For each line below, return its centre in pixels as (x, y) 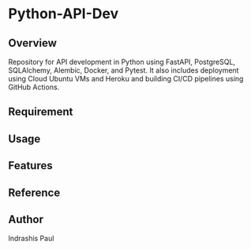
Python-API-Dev (64, 14)
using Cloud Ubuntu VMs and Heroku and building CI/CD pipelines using (126, 79)
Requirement (41, 112)
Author (26, 219)
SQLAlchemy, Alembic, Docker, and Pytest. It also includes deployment (124, 70)
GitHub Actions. (34, 87)
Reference (34, 192)
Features (30, 166)
